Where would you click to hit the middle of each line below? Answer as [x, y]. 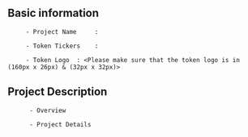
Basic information [53, 13]
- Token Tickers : [62, 46]
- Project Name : [62, 31]
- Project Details [60, 124]
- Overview [47, 110]
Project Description [58, 92]
